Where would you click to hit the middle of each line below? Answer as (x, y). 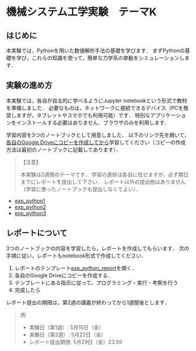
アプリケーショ (168, 115)
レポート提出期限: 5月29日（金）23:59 (76, 342)
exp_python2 (30, 207)
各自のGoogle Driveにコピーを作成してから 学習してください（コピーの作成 (96, 142)
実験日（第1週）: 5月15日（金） (66, 327)
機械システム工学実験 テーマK (81, 12)
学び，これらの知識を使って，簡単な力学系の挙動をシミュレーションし (100, 58)
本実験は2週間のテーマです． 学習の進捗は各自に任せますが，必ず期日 (104, 174)
